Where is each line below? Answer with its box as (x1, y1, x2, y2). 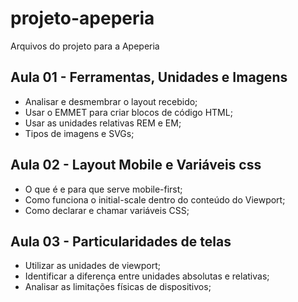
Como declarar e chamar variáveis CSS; (24, 204, 190, 216)
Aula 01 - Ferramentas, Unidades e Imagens (10, 69, 288, 86)
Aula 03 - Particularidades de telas (10, 233, 232, 250)
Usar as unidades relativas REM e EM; (24, 117, 182, 129)
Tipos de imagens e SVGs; (24, 127, 135, 139)
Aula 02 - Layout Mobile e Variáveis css (10, 157, 262, 174)
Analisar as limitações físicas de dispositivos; (24, 281, 212, 293)
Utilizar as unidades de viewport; (24, 260, 161, 272)
